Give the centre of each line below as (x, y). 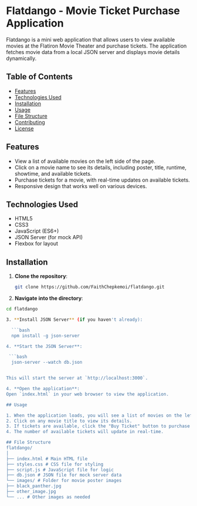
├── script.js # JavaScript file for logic (60, 470)
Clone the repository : (41, 276)
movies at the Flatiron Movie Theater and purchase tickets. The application (96, 46)
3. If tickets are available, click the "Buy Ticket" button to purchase (98, 426)
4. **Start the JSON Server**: (44, 346)
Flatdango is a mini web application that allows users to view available (91, 39)
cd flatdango (22, 309)
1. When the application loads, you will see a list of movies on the (94, 415)
